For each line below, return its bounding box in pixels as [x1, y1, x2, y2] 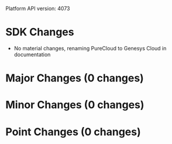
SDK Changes [5, 26, 74, 39]
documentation [13, 51, 51, 58]
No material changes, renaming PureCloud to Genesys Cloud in [13, 44, 167, 52]
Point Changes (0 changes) [5, 125, 141, 138]
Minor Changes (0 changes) [5, 98, 145, 112]
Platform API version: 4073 [5, 5, 70, 12]
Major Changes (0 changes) [5, 71, 144, 85]
